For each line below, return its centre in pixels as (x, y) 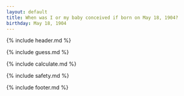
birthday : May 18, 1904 (37, 23)
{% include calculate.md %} (41, 64)
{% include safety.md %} (38, 76)
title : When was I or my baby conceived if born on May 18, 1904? (92, 18)
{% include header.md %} (39, 41)
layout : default (27, 12)
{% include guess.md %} (37, 52)
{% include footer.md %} (37, 87)
